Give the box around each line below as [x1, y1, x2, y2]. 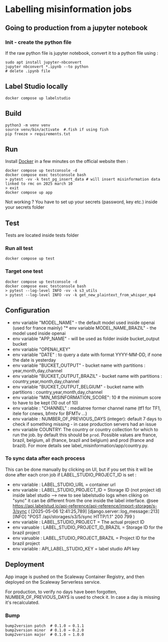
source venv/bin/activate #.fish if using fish [5, 127, 109, 132]
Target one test [5, 268, 43, 275]
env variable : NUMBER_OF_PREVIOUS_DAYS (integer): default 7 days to [12, 416, 162, 422]
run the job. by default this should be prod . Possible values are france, [12, 432, 157, 438]
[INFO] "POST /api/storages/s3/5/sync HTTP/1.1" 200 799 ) [12, 513, 135, 519]
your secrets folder [5, 204, 45, 210]
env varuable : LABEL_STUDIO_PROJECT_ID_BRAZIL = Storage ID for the [12, 524, 163, 530]
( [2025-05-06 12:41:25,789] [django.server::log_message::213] [28, 508, 159, 514]
